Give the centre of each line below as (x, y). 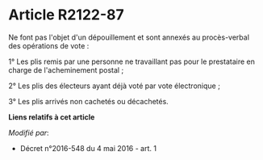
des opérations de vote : (49, 45)
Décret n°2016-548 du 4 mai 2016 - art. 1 (88, 148)
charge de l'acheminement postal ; (66, 69)
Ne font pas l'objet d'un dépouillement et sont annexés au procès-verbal (129, 37)
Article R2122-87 (67, 15)
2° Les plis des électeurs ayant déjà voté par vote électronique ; (114, 86)
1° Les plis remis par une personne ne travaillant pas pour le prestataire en (132, 61)
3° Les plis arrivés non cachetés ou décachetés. (89, 101)
